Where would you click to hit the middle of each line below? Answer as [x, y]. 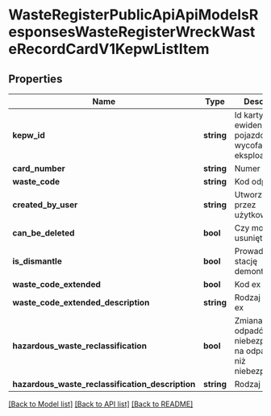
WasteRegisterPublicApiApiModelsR [133, 15]
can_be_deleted [44, 233]
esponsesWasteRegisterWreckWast [132, 32]
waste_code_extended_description [81, 302]
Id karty [249, 115]
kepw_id [29, 135]
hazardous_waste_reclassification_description [104, 384]
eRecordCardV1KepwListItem [109, 49]
